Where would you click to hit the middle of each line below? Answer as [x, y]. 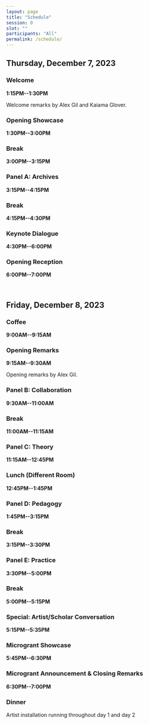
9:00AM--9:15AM [29, 335]
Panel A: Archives [32, 177]
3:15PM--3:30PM [28, 545]
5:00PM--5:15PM [28, 602]
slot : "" [17, 28]
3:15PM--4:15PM [28, 190]
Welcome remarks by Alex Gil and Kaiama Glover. [66, 105]
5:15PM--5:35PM [28, 630]
